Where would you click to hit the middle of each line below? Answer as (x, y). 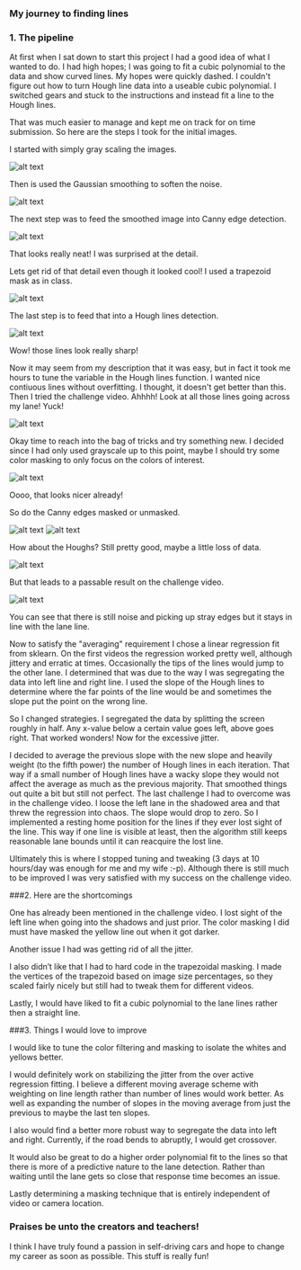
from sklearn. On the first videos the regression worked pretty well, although (151, 654)
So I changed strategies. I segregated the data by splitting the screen (137, 719)
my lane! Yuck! (37, 407)
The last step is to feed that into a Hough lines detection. (114, 316)
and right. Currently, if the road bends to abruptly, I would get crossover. (143, 1140)
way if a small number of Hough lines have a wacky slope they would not (144, 774)
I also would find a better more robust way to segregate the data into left (143, 1131)
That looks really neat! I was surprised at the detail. (104, 254)
